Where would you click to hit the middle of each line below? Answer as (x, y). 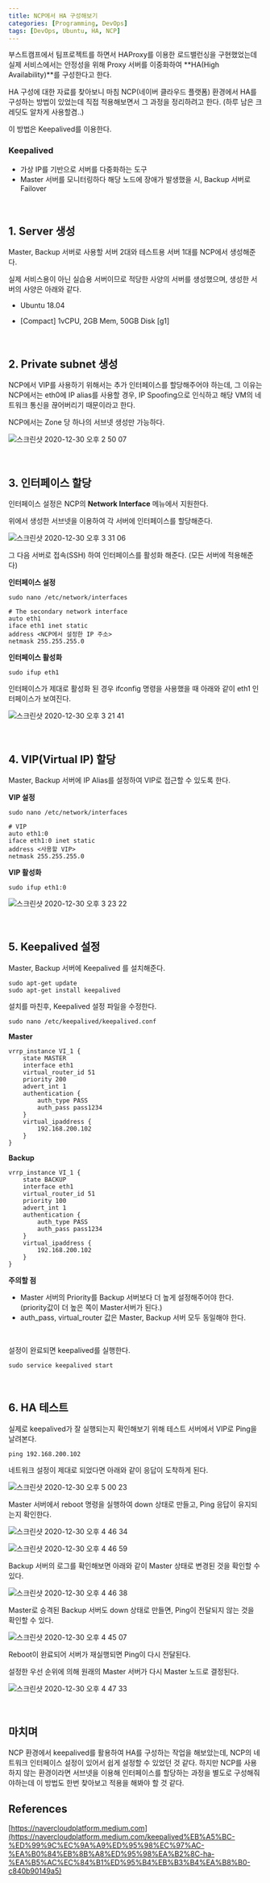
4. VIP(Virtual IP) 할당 (62, 759)
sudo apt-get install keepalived (64, 990)
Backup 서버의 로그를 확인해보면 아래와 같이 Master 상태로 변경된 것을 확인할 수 (134, 1566)
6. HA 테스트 (38, 1408)
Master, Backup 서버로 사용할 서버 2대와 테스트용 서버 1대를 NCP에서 (118, 252)
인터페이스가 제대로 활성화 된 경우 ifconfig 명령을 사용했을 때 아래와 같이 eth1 (130, 689)
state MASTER (45, 1058)
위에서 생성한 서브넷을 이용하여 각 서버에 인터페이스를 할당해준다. (111, 521)
